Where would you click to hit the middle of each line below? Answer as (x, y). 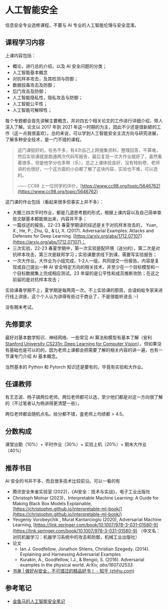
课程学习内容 (25, 42)
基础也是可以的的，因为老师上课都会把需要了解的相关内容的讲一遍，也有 (84, 350)
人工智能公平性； (30, 104)
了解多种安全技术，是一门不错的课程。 (44, 139)
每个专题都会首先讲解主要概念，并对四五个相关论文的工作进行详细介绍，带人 (84, 120)
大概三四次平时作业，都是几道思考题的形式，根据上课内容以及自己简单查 (87, 212)
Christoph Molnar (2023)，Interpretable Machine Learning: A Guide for (85, 498)
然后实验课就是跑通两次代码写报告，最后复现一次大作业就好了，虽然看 (90, 156)
